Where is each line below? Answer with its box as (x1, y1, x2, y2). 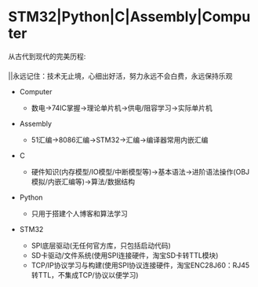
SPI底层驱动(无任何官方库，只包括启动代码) (31, 241, 171, 250)
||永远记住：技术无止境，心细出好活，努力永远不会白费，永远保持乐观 (8, 71, 233, 80)
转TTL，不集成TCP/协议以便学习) (31, 270, 139, 279)
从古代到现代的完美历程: (8, 51, 86, 61)
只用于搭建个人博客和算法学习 (31, 208, 128, 218)
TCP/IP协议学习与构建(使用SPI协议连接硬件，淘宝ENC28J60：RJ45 (31, 260, 250, 270)
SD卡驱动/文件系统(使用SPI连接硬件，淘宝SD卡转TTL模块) (31, 250, 219, 259)
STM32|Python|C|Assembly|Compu (8, 8, 251, 26)
